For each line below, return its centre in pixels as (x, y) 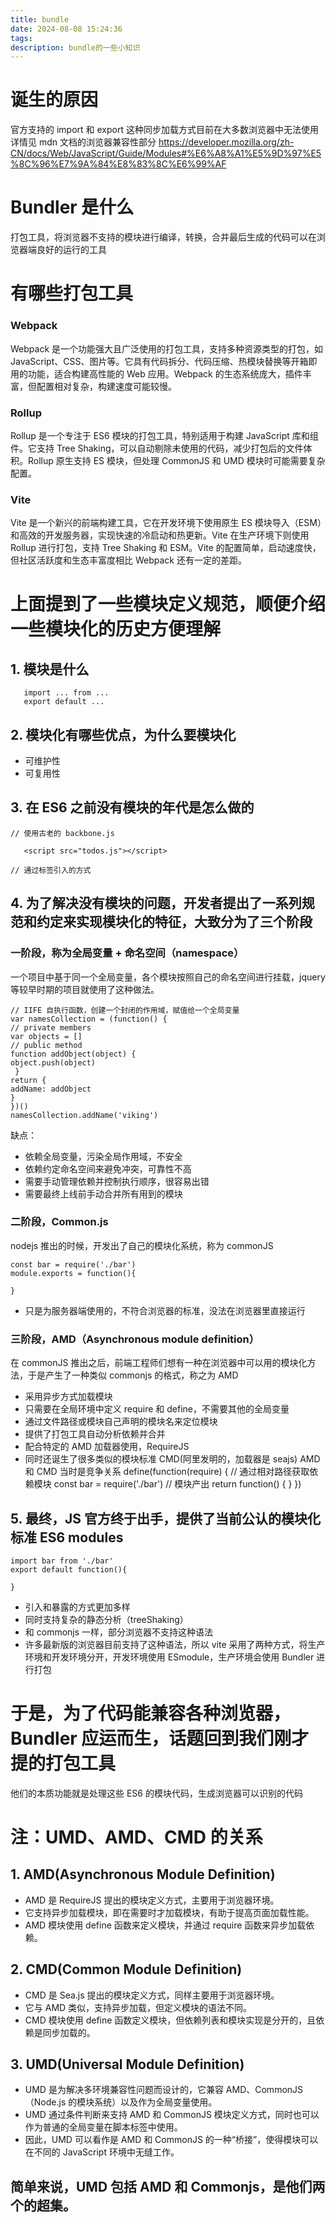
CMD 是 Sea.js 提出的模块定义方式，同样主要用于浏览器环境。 (152, 1995)
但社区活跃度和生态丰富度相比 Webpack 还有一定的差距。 (128, 560)
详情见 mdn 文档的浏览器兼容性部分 (83, 142)
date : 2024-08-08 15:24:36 (66, 29)
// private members (51, 1027)
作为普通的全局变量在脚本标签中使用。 (103, 2127)
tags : (21, 38)
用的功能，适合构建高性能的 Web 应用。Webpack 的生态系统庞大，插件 (156, 373)
